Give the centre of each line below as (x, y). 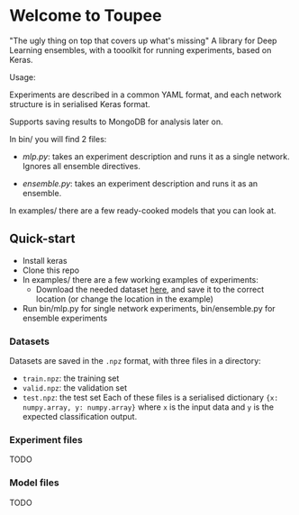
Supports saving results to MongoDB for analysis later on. (116, 122)
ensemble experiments (65, 318)
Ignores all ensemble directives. (82, 166)
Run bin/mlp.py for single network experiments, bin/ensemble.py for (149, 308)
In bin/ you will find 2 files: (58, 139)
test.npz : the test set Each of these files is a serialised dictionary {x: (150, 398)
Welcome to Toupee (86, 16)
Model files (35, 483)
